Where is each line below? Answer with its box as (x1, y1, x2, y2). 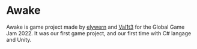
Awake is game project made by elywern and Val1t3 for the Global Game (6, 23, 185, 30)
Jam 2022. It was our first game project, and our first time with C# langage (6, 29, 192, 36)
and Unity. (6, 36, 32, 43)
